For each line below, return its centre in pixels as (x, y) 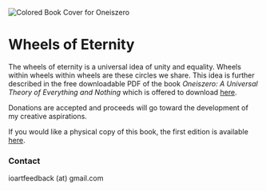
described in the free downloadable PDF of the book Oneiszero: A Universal (133, 83)
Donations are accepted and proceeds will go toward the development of (129, 107)
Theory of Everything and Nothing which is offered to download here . (123, 92)
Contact (24, 161)
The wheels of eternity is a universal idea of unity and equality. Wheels (125, 66)
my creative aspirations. (48, 116)
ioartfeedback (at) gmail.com (56, 178)
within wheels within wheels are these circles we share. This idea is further (132, 75)
